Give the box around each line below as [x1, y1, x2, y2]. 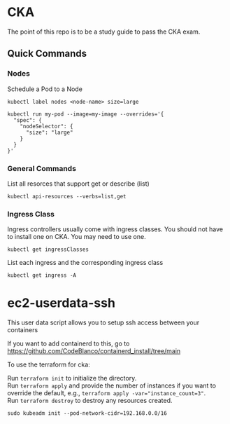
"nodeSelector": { [20, 123, 73, 130]
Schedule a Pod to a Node [7, 85, 82, 93]
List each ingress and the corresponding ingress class [7, 259, 164, 267]
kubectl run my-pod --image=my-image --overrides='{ [7, 110, 164, 118]
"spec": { [13, 116, 42, 123]
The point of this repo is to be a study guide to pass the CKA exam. [7, 27, 201, 36]
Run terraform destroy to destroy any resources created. [7, 397, 173, 405]
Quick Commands [7, 48, 87, 60]
